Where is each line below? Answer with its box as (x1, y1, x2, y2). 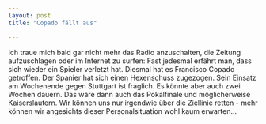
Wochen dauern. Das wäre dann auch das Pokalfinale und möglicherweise (8, 89, 251, 99)
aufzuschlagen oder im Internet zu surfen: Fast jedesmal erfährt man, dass (8, 56, 252, 66)
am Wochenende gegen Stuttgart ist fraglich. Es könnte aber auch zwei (8, 81, 241, 91)
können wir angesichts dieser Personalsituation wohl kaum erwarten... (8, 106, 237, 115)
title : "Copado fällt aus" (8, 19, 97, 27)
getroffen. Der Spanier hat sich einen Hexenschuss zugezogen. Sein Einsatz (8, 73, 256, 82)
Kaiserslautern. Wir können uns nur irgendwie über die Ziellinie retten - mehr (8, 98, 258, 107)
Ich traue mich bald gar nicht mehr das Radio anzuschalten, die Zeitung (8, 47, 241, 57)
